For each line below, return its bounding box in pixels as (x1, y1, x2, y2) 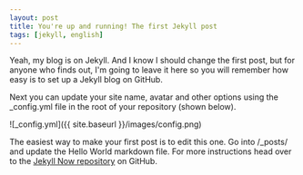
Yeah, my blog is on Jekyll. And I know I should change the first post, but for (9, 55, 296, 66)
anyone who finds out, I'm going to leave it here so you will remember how (9, 64, 289, 75)
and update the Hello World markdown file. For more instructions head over (9, 146, 292, 157)
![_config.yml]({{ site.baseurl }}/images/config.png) (9, 119, 202, 130)
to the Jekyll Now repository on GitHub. (9, 156, 157, 167)
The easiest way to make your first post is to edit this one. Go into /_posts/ (9, 137, 288, 148)
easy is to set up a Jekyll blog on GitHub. (9, 74, 164, 85)
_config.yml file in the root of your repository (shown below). (9, 102, 237, 112)
